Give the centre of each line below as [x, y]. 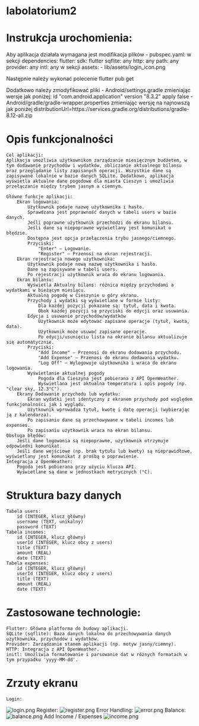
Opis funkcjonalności [60, 139]
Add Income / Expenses [73, 716]
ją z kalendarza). [29, 415]
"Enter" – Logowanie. [65, 249]
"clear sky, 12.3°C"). [34, 389]
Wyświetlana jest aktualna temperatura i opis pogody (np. [112, 384]
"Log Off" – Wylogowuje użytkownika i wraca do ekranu [107, 363]
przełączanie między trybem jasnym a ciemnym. [65, 186]
